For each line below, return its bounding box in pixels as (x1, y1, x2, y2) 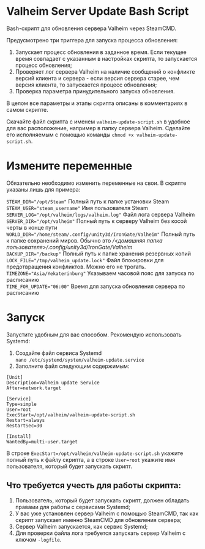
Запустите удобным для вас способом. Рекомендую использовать (6, 330, 182, 338)
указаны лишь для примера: (6, 185, 81, 193)
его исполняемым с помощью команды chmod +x (6, 131, 134, 138)
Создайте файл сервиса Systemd (15, 349, 102, 357)
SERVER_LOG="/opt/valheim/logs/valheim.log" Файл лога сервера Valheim (6, 211, 195, 218)
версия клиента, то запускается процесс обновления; (15, 81, 157, 88)
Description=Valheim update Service (6, 380, 100, 386)
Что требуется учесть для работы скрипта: (6, 480, 182, 491)
